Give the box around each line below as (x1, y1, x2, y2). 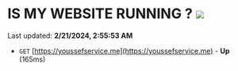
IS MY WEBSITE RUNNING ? (7, 5, 194, 23)
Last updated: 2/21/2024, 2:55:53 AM (7, 31, 133, 40)
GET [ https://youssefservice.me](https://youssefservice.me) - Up (18, 46, 230, 55)
